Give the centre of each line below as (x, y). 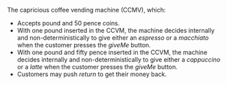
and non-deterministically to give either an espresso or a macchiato (113, 38)
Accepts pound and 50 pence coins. (68, 23)
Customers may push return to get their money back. (92, 74)
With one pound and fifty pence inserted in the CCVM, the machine (112, 52)
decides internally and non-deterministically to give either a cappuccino (119, 60)
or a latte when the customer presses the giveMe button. (97, 67)
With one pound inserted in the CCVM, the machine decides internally (116, 31)
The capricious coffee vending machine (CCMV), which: (86, 10)
